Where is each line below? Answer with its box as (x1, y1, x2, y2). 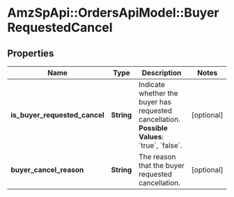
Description (141, 68, 182, 77)
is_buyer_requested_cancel (10, 110, 104, 120)
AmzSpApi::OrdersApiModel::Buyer (7, 5, 219, 21)
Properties (7, 47, 54, 59)
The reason (138, 152, 176, 161)
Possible (138, 123, 169, 133)
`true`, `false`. (138, 141, 182, 150)
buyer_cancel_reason (10, 165, 84, 175)
